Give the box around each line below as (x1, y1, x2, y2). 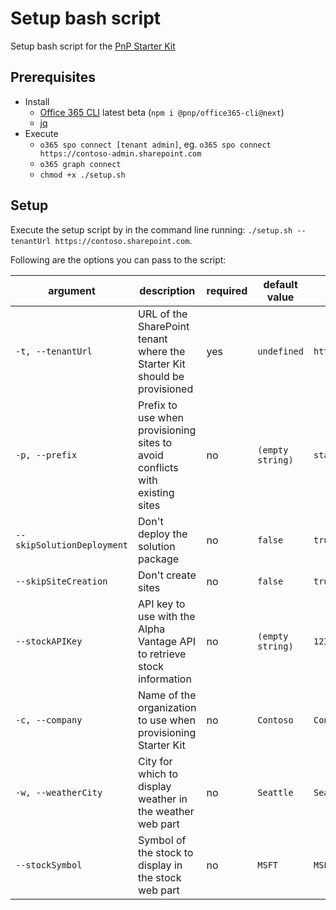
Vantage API (138, 634, 196, 648)
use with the (138, 609, 196, 623)
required (206, 283, 248, 297)
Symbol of (138, 833, 187, 847)
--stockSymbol (15, 859, 83, 871)
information (138, 672, 192, 686)
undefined (257, 345, 304, 357)
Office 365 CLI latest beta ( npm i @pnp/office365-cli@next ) (39, 106, 285, 118)
